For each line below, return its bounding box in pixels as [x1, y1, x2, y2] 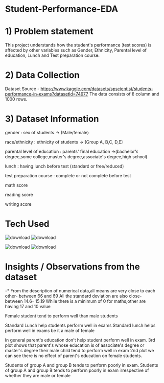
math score [5, 182, 28, 188]
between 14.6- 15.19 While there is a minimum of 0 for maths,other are [5, 298, 146, 304]
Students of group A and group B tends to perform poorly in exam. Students [5, 362, 158, 368]
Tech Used [5, 218, 50, 230]
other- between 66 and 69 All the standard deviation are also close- [5, 293, 142, 299]
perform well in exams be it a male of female [5, 327, 94, 334]
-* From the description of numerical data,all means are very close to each [5, 287, 156, 293]
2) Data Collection [5, 70, 80, 81]
